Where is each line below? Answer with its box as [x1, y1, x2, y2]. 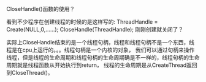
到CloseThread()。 [6, 69, 53, 76]
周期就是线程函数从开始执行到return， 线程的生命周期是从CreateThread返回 [6, 61, 197, 69]
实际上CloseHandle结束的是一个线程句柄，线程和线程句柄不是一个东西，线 [6, 39, 195, 46]
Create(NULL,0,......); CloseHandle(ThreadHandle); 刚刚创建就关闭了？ [6, 26, 184, 33]
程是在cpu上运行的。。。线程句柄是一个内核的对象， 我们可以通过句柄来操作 [6, 46, 195, 53]
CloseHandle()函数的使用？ [6, 5, 75, 12]
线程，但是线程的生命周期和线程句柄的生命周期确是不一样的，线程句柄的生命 [6, 54, 200, 61]
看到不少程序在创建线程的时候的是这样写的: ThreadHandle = [6, 18, 158, 26]
